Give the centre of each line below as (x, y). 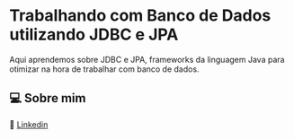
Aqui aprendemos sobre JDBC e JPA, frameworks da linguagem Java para (147, 59)
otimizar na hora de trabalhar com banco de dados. (104, 69)
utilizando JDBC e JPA (94, 35)
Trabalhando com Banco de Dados (140, 16)
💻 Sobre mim (48, 98)
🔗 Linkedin (29, 124)
